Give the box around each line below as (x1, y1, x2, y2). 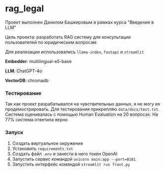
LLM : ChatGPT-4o (5, 68, 42, 74)
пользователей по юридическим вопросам (5, 39, 97, 45)
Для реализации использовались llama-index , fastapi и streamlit (5, 49, 144, 55)
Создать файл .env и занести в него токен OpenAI (12, 151, 118, 157)
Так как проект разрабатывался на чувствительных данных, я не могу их (5, 101, 161, 107)
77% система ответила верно (5, 117, 68, 123)
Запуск (5, 129, 24, 136)
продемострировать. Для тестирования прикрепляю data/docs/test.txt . (5, 106, 160, 112)
